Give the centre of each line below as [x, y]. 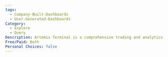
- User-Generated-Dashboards [40, 19]
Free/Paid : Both [22, 42]
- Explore [20, 28]
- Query [18, 33]
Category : [16, 24]
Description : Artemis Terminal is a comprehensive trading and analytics [84, 38]
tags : [11, 10]
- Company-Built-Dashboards [39, 14]
